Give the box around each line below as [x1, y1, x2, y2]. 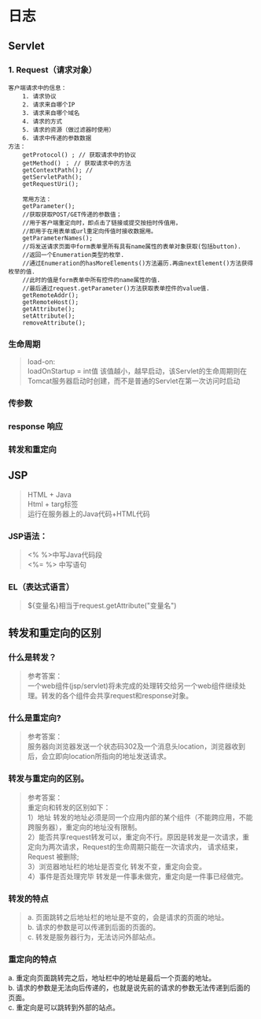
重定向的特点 [8, 954, 57, 965]
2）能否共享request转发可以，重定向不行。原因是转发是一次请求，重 [27, 832, 250, 842]
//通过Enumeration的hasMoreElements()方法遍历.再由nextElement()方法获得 [22, 259, 254, 267]
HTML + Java [27, 489, 72, 499]
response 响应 [8, 421, 64, 432]
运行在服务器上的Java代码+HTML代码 [27, 509, 151, 519]
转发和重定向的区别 [8, 626, 101, 639]
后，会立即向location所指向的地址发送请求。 [27, 752, 171, 761]
